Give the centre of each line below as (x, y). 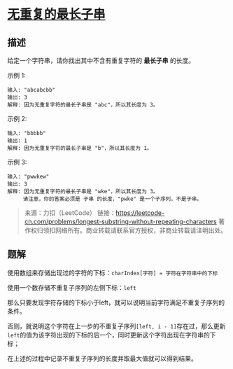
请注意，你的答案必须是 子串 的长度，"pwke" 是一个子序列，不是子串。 (113, 199)
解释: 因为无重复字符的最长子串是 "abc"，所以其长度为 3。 (83, 105)
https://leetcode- (140, 213)
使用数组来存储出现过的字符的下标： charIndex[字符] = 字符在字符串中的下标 (113, 272)
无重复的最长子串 (57, 14)
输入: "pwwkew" (28, 176)
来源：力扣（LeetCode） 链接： (70, 213)
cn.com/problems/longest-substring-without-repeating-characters (120, 222)
